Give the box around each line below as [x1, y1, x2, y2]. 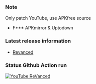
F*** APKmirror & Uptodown [12, 25, 74, 31]
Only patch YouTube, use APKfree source [5, 15, 91, 21]
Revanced [12, 49, 34, 55]
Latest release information [5, 37, 71, 45]
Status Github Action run [5, 62, 67, 69]
